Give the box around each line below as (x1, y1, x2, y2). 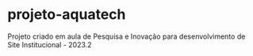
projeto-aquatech (7, 6, 126, 24)
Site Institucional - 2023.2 (7, 39, 92, 49)
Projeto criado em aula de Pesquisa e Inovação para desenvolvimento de (7, 32, 246, 41)
